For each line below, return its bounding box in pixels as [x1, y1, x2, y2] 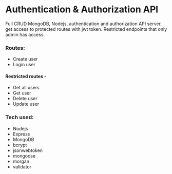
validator [12, 163, 32, 170]
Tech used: [5, 114, 34, 121]
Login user [12, 62, 36, 68]
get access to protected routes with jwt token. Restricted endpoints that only [5, 26, 167, 32]
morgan [12, 158, 30, 164]
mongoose [12, 152, 36, 159]
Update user [12, 101, 40, 107]
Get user [12, 90, 32, 96]
